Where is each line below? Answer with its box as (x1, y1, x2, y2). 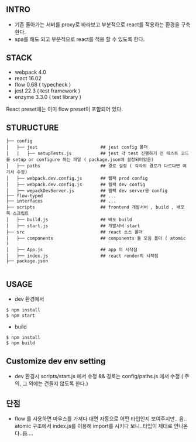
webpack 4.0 (14, 68, 47, 76)
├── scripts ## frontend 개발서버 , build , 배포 (6, 204, 185, 210)
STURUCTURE (6, 123, 59, 133)
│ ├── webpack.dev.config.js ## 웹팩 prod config (6, 176, 148, 181)
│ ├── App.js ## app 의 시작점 (6, 247, 137, 253)
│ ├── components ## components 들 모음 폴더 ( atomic (6, 235, 186, 242)
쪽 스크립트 (6, 211, 29, 217)
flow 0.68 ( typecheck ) (14, 81, 71, 88)
